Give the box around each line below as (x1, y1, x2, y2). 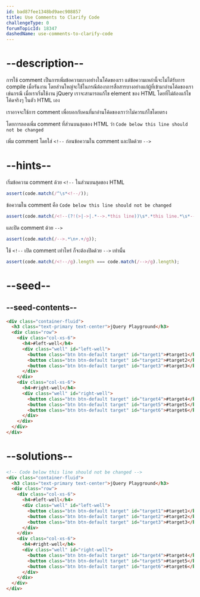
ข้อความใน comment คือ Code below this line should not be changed (6, 201, 171, 208)
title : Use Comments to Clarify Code (6, 14, 100, 20)
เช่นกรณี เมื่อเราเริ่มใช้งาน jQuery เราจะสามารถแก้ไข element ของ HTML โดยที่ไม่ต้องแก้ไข (6, 90, 191, 97)
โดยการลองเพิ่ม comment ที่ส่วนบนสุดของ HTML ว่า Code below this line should (6, 121, 188, 128)
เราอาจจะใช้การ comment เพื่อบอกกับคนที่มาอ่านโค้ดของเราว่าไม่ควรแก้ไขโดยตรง (6, 109, 168, 116)
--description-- (6, 57, 85, 70)
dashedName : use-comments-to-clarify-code (6, 31, 113, 37)
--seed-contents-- (6, 303, 77, 313)
